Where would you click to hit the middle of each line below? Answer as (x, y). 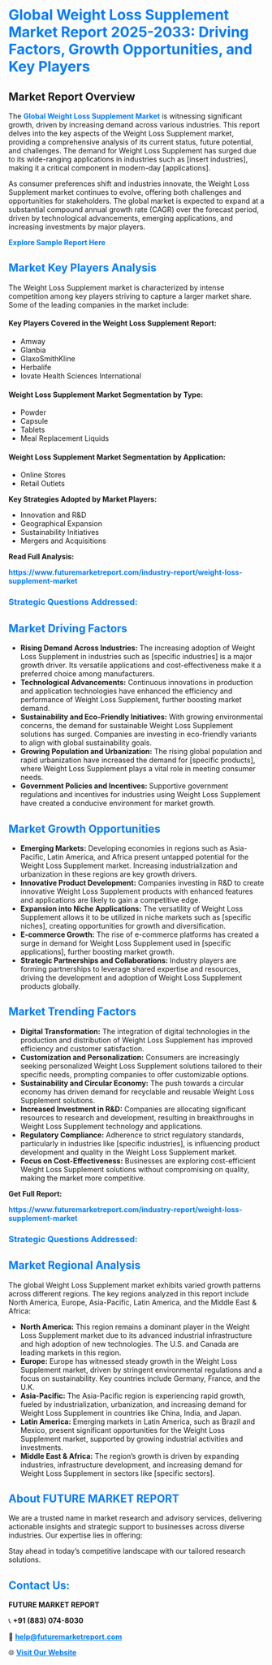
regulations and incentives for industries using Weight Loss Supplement (140, 795)
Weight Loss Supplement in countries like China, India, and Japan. (131, 1413)
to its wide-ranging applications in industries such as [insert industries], (128, 159)
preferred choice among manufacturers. (87, 674)
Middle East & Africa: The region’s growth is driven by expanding (130, 1456)
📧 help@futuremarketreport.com (65, 1637)
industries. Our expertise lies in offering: (76, 1535)
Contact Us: (39, 1585)
